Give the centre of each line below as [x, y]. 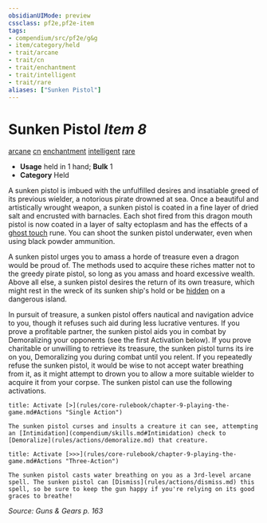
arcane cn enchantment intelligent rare [72, 151]
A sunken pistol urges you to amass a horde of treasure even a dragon [124, 257]
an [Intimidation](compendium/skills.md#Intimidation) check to [117, 434]
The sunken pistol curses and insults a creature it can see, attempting [133, 427]
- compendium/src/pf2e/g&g [53, 38]
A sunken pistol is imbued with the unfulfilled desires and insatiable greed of [133, 191]
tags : [17, 30]
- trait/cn [26, 61]
